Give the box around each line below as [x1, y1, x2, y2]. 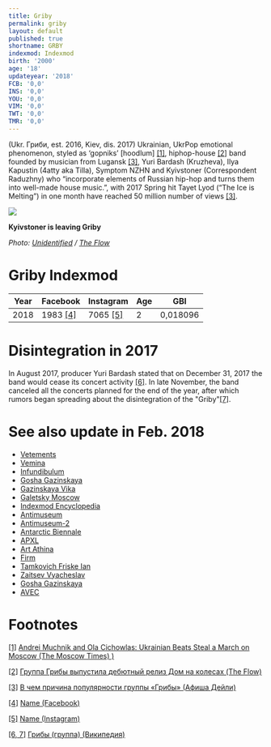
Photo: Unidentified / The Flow [8, 237, 111, 247]
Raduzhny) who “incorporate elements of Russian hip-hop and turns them [8, 173, 255, 183]
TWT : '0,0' [8, 110, 45, 118]
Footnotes [8, 615, 78, 634]
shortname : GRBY [8, 42, 63, 50]
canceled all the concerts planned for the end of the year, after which [8, 386, 239, 395]
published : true [8, 34, 63, 43]
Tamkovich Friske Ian [19, 561, 91, 571]
